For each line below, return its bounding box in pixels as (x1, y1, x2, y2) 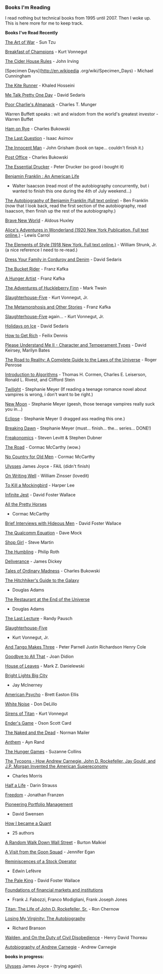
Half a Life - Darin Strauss (5, 783, 57, 788)
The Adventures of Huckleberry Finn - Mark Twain (5, 285, 107, 291)
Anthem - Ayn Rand (5, 739, 45, 745)
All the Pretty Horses (5, 501, 47, 507)
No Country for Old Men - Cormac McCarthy (5, 454, 95, 460)
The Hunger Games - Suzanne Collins (5, 749, 82, 755)
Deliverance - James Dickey (5, 559, 62, 565)
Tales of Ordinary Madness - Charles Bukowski (5, 568, 100, 574)
